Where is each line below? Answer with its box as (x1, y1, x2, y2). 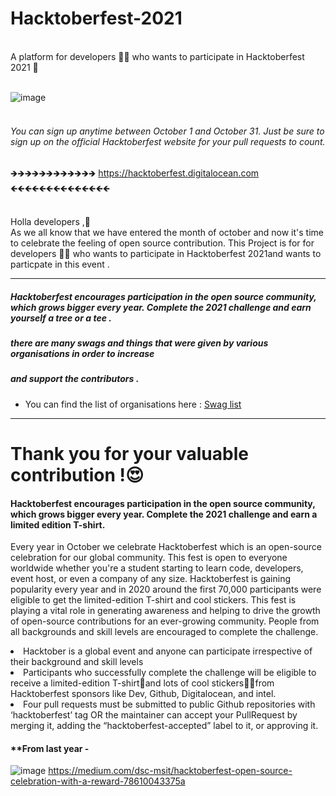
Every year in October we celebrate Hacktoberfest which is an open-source (10, 541, 322, 553)
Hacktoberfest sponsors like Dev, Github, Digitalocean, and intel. (10, 688, 277, 700)
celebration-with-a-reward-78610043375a (10, 775, 186, 787)
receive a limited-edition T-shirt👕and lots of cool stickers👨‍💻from (10, 677, 275, 689)
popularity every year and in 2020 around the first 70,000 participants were (10, 583, 322, 596)
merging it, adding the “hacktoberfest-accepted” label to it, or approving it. (10, 720, 319, 732)
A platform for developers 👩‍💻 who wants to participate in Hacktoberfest (10, 50, 305, 62)
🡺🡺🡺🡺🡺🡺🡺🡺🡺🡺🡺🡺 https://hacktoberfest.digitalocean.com (10, 167, 260, 179)
